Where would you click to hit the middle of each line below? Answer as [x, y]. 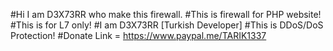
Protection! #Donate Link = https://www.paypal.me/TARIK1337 [138, 35]
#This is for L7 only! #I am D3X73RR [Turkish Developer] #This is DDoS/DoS [167, 25]
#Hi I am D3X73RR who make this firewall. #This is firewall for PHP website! [166, 14]
